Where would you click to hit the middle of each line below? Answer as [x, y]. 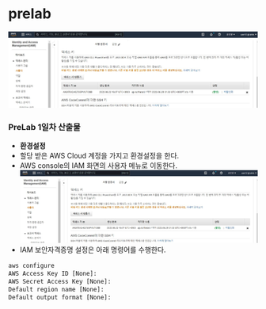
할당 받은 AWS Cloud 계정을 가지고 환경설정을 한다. [99, 156]
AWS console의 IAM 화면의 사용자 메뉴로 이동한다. [99, 166]
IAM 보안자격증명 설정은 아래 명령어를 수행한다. [93, 250]
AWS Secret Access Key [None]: [60, 282]
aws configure [32, 266]
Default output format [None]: [60, 298]
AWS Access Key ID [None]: [53, 274]
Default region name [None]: [56, 290]
